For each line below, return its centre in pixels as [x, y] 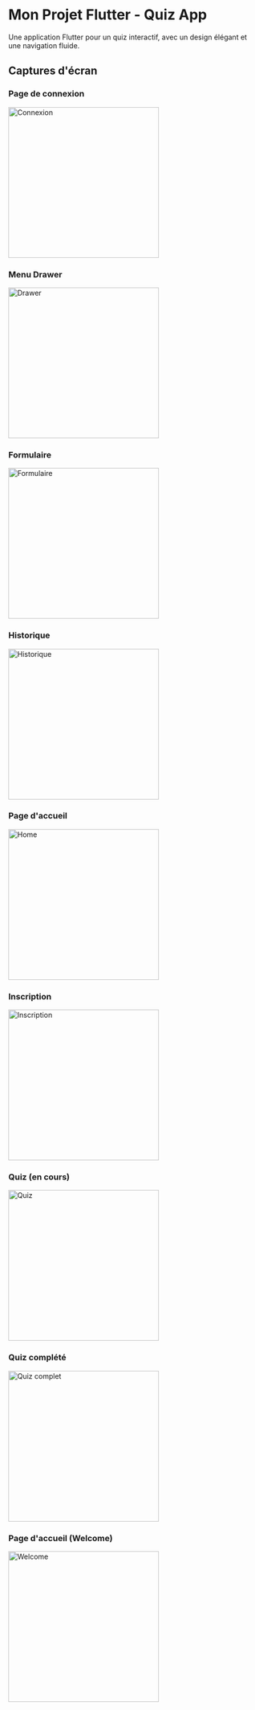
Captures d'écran [53, 71]
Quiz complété [37, 1358]
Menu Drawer [35, 274]
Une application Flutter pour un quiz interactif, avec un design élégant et [127, 37]
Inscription [30, 996]
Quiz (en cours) [39, 1177]
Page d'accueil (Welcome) [61, 1538]
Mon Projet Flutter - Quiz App [107, 15]
